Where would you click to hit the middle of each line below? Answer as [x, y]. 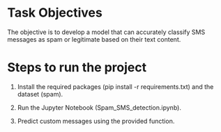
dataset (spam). [40, 94]
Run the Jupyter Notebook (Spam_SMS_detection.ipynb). [99, 107]
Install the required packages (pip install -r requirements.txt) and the [115, 86]
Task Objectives [55, 13]
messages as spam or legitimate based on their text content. [94, 39]
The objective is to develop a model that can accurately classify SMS [106, 32]
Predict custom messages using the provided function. [96, 121]
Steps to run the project [77, 68]
